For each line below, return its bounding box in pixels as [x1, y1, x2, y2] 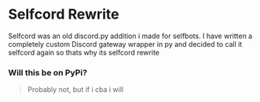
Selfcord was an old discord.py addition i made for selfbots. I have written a [8, 31, 253, 40]
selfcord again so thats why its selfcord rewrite [8, 47, 159, 57]
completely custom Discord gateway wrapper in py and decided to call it [8, 39, 243, 48]
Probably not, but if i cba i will [27, 85, 124, 94]
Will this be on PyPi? [8, 67, 88, 78]
